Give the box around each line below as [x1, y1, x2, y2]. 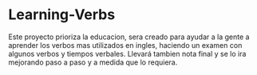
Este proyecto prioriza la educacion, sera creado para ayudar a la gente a [8, 32, 250, 41]
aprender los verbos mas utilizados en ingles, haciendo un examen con [8, 40, 243, 49]
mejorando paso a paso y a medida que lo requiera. [8, 57, 178, 67]
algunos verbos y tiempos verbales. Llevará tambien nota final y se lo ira [8, 49, 247, 58]
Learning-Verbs [8, 6, 116, 24]
